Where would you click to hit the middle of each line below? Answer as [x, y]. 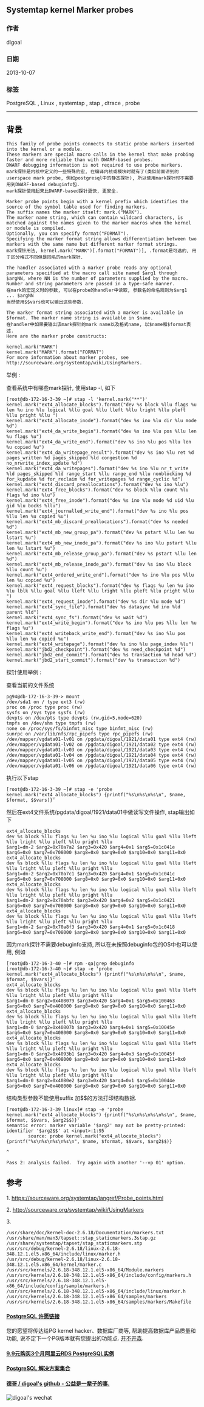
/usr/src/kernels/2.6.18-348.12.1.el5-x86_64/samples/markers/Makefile [99, 1302]
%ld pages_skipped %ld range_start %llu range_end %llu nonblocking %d [99, 474]
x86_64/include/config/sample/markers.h [58, 1286]
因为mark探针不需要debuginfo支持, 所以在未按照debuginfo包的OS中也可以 [99, 945]
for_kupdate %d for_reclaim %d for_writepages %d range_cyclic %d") [95, 479]
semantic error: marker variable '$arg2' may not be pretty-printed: [96, 1126]
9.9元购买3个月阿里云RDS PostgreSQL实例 [60, 1353]
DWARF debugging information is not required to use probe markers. [95, 165]
